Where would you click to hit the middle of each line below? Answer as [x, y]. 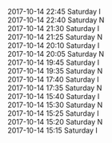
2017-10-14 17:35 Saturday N [55, 88]
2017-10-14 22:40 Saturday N [56, 20]
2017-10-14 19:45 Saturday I [54, 62]
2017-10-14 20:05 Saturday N [56, 54]
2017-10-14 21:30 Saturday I [54, 28]
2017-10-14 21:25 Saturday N [55, 37]
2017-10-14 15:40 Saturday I [54, 96]
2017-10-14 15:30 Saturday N [55, 105]
